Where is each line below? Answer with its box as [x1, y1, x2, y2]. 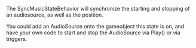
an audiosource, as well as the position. [6, 11, 103, 18]
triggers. [6, 36, 27, 42]
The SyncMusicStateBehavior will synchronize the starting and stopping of [6, 5, 190, 12]
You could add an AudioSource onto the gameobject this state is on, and [6, 23, 185, 30]
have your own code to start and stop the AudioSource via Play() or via [6, 29, 180, 36]
